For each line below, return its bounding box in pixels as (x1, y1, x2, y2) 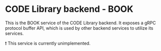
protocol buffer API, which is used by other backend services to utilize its (5, 25, 154, 31)
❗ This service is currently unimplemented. (5, 40, 91, 46)
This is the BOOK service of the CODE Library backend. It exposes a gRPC (5, 20, 156, 26)
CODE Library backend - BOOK (5, 3, 134, 15)
